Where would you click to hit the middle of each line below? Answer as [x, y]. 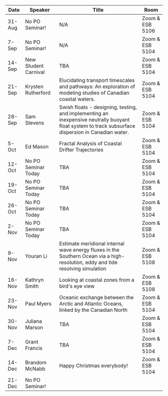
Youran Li [36, 256]
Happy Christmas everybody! [93, 366]
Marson [34, 327]
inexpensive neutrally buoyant [94, 120]
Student [34, 66]
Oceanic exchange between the [96, 297]
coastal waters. [77, 99]
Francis [33, 348]
